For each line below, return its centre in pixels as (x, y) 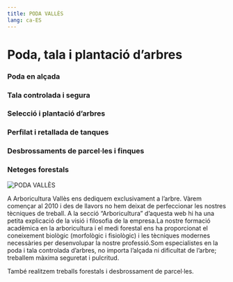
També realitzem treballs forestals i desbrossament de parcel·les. (101, 271)
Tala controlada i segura (49, 95)
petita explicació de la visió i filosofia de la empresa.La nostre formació (109, 221)
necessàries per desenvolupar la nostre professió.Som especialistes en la (113, 243)
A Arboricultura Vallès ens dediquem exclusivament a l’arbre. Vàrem (104, 198)
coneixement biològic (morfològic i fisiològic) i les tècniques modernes (109, 235)
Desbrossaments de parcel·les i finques (76, 151)
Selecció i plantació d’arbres (56, 113)
